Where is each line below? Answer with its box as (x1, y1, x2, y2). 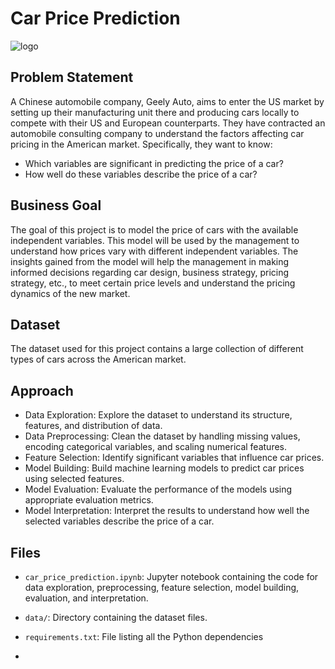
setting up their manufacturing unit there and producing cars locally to (10, 106, 300, 118)
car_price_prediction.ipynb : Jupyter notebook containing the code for (24, 571, 319, 582)
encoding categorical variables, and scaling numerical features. (24, 441, 288, 453)
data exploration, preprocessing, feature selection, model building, (24, 582, 300, 593)
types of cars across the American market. (10, 353, 187, 366)
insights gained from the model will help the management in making (10, 255, 290, 267)
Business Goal (10, 197, 102, 214)
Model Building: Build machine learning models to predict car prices (24, 462, 305, 474)
